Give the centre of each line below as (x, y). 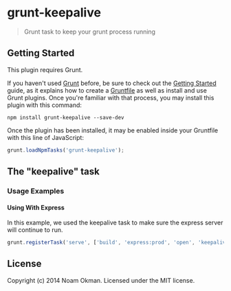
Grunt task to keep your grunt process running (90, 32)
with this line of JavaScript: (46, 137)
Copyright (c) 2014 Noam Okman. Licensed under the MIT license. (101, 280)
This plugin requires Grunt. (45, 69)
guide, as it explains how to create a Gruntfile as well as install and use (107, 90)
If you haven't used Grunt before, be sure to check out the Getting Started (112, 83)
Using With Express (36, 207)
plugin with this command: (45, 105)
